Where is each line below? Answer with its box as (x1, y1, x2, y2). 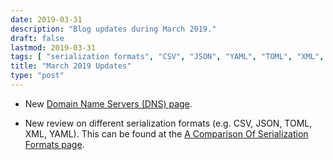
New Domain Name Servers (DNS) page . (24, 97, 193, 110)
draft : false (10, 33, 65, 43)
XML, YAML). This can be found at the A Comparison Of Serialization (24, 127, 309, 140)
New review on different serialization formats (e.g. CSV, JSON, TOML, (24, 117, 313, 129)
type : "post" (10, 71, 65, 81)
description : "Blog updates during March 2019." (10, 24, 217, 34)
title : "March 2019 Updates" (10, 61, 132, 71)
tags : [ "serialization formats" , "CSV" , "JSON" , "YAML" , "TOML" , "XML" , (10, 52, 325, 62)
